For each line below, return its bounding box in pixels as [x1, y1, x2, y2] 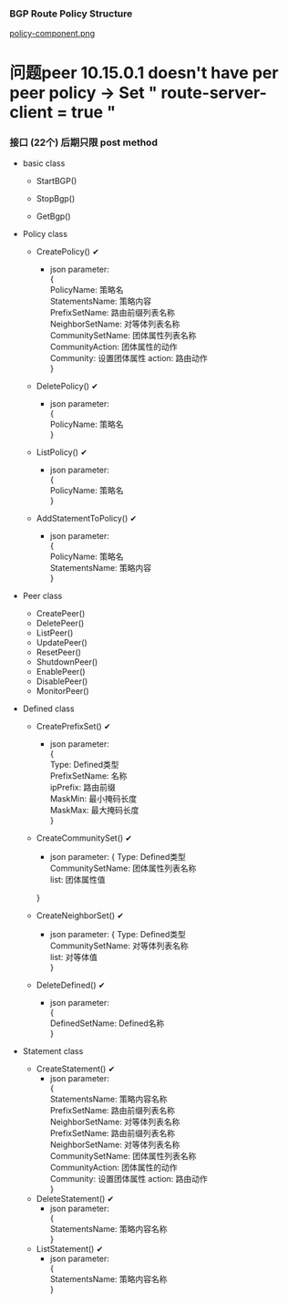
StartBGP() [36, 175, 77, 186]
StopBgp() [36, 192, 76, 203]
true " [71, 102, 117, 123]
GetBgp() [36, 211, 71, 222]
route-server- [160, 83, 267, 103]
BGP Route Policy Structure [9, 7, 133, 20]
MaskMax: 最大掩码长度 [49, 804, 139, 815]
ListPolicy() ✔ [36, 446, 88, 458]
